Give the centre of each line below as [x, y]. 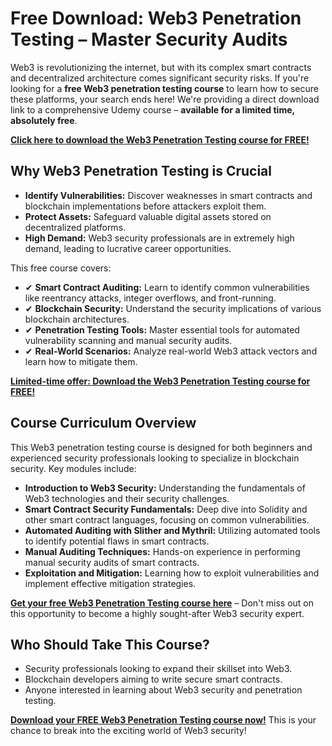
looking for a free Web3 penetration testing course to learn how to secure [165, 88]
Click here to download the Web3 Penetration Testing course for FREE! [160, 139]
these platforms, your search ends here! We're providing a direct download [165, 99]
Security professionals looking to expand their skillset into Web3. [158, 669]
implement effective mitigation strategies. [110, 583]
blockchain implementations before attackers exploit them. [145, 206]
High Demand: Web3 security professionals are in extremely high [159, 238]
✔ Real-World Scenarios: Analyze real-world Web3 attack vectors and [171, 351]
